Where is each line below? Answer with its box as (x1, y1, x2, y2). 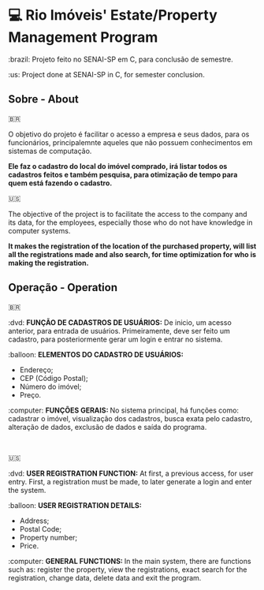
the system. (8, 485, 46, 495)
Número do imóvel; (19, 382, 82, 391)
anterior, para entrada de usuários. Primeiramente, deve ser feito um (8, 326, 231, 335)
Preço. (19, 390, 42, 399)
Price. (19, 541, 39, 551)
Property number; (19, 532, 78, 542)
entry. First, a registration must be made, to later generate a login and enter (8, 476, 252, 486)
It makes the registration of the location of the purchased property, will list (8, 241, 257, 251)
